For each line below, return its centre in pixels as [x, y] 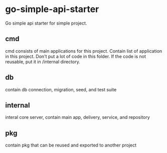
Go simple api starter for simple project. [46, 23]
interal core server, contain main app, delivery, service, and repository [78, 117]
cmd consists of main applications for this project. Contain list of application [84, 51]
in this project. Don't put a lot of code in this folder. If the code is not [76, 56]
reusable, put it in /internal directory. [43, 62]
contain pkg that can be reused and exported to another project [71, 145]
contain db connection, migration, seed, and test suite [61, 89]
